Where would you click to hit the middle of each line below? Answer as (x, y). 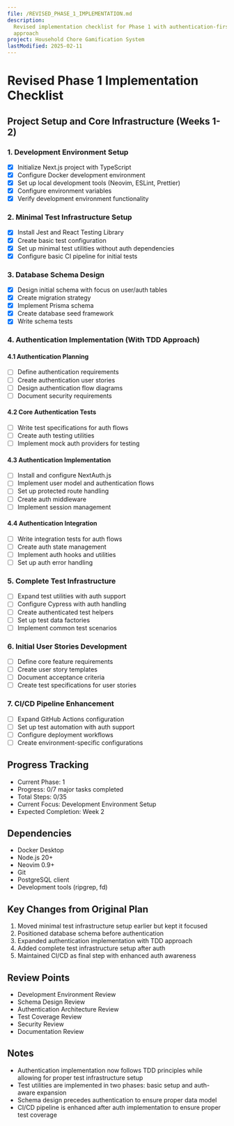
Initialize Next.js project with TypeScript (74, 167)
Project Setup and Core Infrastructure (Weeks (109, 121)
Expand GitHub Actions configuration (71, 719)
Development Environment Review (67, 995)
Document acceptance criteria (61, 677)
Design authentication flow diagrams (70, 387)
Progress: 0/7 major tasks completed (70, 789)
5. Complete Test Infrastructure (62, 581)
